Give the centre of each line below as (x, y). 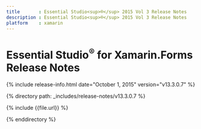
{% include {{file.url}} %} (37, 107)
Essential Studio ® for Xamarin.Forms (100, 54)
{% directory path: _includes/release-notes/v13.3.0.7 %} (76, 96)
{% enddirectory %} (31, 119)
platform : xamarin (35, 23)
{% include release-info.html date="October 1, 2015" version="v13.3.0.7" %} (101, 84)
